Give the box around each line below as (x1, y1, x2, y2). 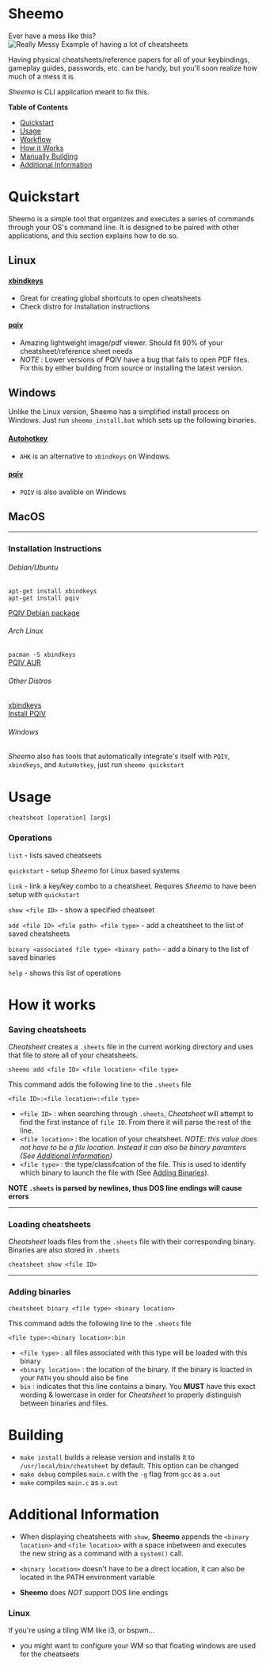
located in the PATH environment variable (19, 1572, 155, 1582)
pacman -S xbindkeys (8, 651, 77, 659)
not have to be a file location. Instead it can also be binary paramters (19, 1143, 247, 1153)
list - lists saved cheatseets (8, 850, 102, 860)
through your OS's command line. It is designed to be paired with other (8, 222, 240, 232)
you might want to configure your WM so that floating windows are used (19, 1640, 256, 1650)
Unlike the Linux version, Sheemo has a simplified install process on (8, 407, 230, 416)
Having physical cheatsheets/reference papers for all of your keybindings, (8, 55, 250, 64)
